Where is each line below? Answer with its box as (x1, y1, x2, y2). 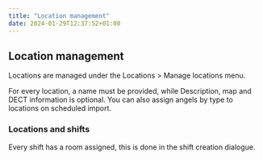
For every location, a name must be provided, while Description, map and (8, 86, 252, 96)
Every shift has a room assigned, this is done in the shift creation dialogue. (8, 142, 256, 152)
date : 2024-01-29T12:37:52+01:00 (8, 19, 121, 27)
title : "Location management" (8, 11, 111, 20)
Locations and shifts (8, 124, 90, 135)
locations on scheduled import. (8, 103, 111, 113)
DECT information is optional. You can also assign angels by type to (8, 95, 234, 105)
